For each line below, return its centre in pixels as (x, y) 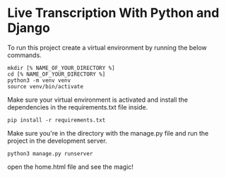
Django (29, 28)
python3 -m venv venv (39, 80)
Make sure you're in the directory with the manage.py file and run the (108, 133)
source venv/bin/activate (45, 86)
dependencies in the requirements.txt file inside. (78, 107)
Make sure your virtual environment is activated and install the (98, 100)
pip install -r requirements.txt (56, 120)
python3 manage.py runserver (50, 153)
